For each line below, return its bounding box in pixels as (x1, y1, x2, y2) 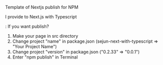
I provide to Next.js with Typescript (5, 14, 77, 19)
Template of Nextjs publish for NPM (5, 4, 79, 10)
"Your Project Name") (12, 44, 57, 49)
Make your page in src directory (12, 33, 78, 39)
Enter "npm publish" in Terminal (12, 54, 78, 60)
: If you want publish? (5, 23, 49, 29)
